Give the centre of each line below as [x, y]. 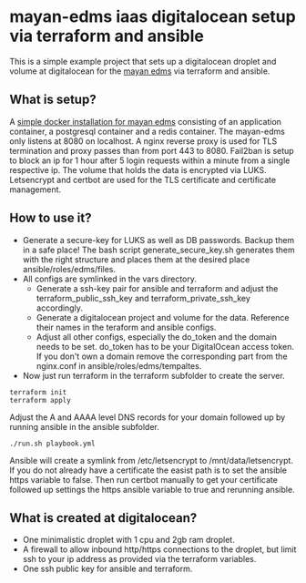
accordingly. [60, 308]
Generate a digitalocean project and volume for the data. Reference [163, 317]
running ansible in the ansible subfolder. [84, 426]
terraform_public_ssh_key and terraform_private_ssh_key [143, 298]
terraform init [38, 392]
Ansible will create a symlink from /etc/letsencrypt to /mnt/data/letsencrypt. [152, 460]
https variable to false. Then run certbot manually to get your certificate [143, 479]
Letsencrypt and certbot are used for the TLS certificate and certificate [143, 179]
